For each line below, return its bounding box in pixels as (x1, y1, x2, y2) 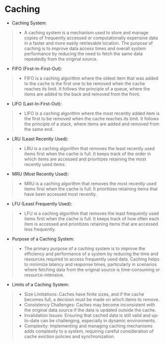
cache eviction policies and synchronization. (24, 333, 115, 339)
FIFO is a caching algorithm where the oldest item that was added (24, 75, 159, 81)
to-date (24, 317, 40, 324)
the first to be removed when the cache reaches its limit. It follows (24, 115, 159, 121)
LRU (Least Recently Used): (11, 136, 69, 142)
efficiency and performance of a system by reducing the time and (24, 251, 159, 257)
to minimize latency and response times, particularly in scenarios (24, 261, 157, 267)
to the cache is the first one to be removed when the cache (24, 81, 145, 86)
